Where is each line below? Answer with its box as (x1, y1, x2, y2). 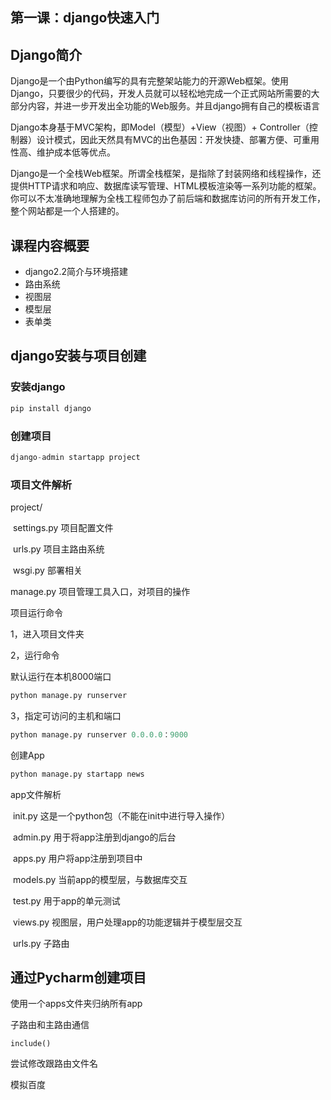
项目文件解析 (10, 478, 73, 492)
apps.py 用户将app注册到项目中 (12, 852, 143, 864)
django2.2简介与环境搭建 (24, 266, 128, 278)
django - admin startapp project (10, 452, 141, 462)
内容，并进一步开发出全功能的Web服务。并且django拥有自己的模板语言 (27, 100, 320, 112)
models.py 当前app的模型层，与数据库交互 (12, 873, 188, 885)
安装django (10, 380, 66, 394)
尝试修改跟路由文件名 (10, 1058, 98, 1070)
